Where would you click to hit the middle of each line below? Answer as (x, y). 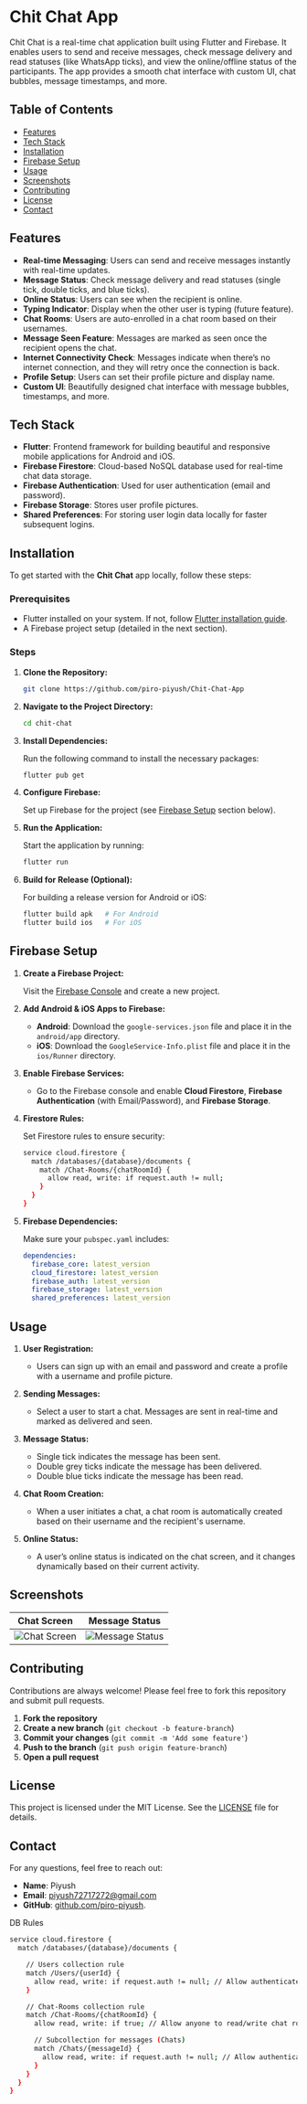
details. (23, 1817)
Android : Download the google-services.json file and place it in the (164, 1026)
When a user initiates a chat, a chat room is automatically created (159, 1512)
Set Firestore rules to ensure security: (94, 1136)
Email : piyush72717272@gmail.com (90, 1896)
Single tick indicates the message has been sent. (128, 1457)
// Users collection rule (75, 1965)
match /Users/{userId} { (73, 1973)
